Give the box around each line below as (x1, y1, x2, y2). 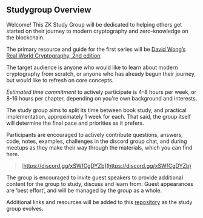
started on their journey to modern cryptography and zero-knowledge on (6, 27, 189, 35)
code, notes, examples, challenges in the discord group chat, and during (6, 137, 187, 145)
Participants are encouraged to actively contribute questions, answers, (6, 131, 183, 138)
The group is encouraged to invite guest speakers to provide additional (6, 174, 184, 181)
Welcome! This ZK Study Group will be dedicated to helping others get (6, 21, 182, 28)
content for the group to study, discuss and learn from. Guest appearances (6, 180, 194, 187)
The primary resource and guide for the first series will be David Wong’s (6, 45, 186, 53)
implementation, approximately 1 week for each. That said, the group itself (6, 113, 191, 120)
